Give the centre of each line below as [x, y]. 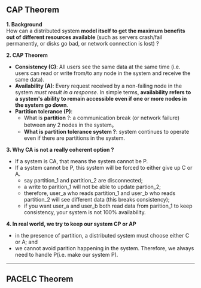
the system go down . [42, 105]
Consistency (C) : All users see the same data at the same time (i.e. [98, 67]
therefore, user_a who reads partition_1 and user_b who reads [100, 193]
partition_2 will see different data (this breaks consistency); [97, 199]
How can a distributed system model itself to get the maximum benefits [96, 31]
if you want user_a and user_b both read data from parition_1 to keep [108, 206]
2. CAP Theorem [27, 55]
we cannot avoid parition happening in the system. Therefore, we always [104, 248]
